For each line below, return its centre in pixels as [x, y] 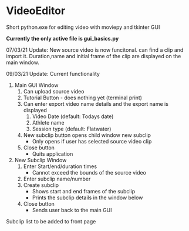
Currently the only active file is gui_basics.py [63, 38]
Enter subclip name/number [57, 179]
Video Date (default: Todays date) [73, 116]
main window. [23, 62]
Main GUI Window [36, 85]
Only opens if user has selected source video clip [92, 141]
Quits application [53, 153]
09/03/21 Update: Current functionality [53, 73]
